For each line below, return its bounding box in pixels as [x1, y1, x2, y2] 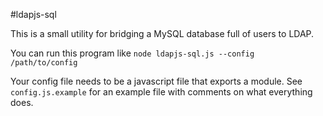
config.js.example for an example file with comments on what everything [10, 86, 313, 98]
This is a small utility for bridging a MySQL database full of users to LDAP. [10, 28, 315, 39]
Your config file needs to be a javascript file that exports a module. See [10, 75, 303, 87]
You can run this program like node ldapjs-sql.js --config [10, 47, 255, 59]
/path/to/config [10, 58, 78, 68]
